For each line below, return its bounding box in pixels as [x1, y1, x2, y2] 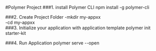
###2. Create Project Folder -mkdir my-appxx [5, 14, 101, 20]
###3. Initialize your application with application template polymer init [5, 25, 151, 31]
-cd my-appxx [5, 20, 35, 25]
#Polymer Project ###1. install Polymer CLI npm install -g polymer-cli [5, 5, 150, 10]
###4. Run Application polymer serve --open [5, 40, 100, 46]
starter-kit [5, 30, 26, 36]
